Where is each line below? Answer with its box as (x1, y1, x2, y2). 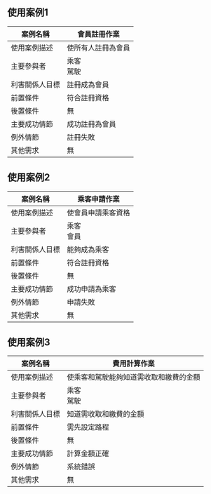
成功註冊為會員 (67, 119, 117, 128)
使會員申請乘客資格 (67, 208, 131, 218)
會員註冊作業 (77, 29, 121, 39)
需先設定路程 (67, 422, 110, 432)
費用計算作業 (112, 359, 156, 368)
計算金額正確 (67, 448, 110, 458)
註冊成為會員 (67, 79, 110, 89)
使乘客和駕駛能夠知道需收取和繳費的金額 (67, 373, 201, 382)
